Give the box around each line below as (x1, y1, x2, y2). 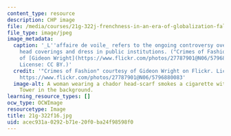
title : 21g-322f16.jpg (7, 112, 72, 119)
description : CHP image (7, 16, 76, 23)
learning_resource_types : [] (7, 93, 91, 100)
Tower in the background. (19, 87, 94, 93)
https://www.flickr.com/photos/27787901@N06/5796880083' (19, 73, 186, 81)
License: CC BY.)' (19, 61, 72, 68)
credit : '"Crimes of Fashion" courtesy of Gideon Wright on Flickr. (13, 67, 214, 74)
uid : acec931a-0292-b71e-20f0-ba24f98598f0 (7, 118, 134, 126)
